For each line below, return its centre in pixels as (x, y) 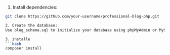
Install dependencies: (35, 7)
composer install (24, 48)
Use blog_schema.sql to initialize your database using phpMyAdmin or (81, 30)
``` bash (13, 44)
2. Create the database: (31, 25)
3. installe (18, 39)
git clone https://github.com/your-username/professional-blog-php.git (82, 16)
